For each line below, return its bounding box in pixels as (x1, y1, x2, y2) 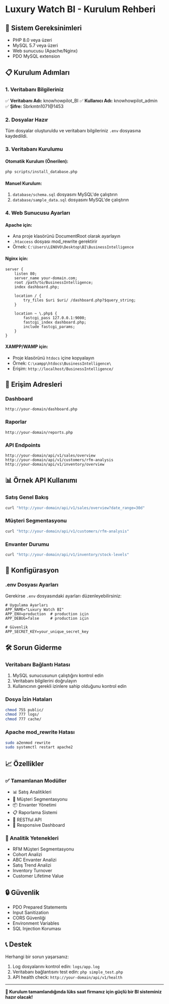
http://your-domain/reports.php (5, 430, 73, 435)
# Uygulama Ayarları (5, 603, 49, 608)
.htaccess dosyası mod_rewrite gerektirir (12, 238, 98, 244)
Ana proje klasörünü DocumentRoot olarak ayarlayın (12, 233, 121, 239)
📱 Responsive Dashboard (12, 822, 65, 828)
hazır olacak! (5, 994, 33, 1000)
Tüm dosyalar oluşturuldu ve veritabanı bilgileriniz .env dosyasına (5, 127, 141, 133)
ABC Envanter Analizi (12, 857, 57, 863)
